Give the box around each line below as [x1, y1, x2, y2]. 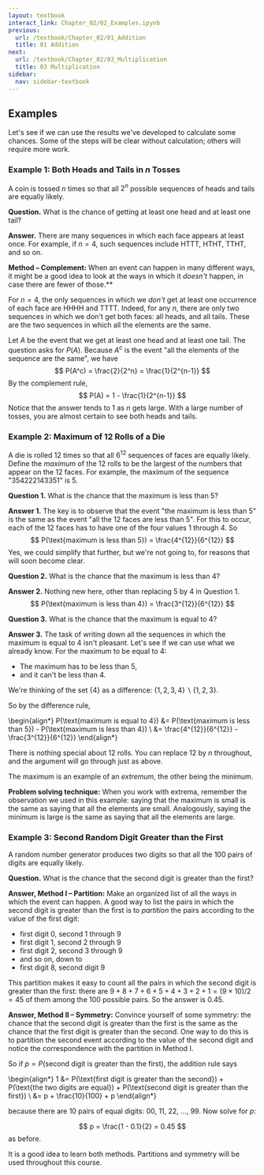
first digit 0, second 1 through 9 [19, 929, 121, 939]
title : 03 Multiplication [15, 63, 101, 71]
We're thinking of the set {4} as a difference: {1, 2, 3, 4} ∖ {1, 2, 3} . [8, 685, 219, 695]
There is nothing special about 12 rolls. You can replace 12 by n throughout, [8, 748, 252, 757]
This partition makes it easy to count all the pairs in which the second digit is [8, 978, 257, 988]
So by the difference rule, [8, 700, 91, 710]
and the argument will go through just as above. [8, 756, 163, 766]
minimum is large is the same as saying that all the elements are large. [8, 812, 236, 821]
